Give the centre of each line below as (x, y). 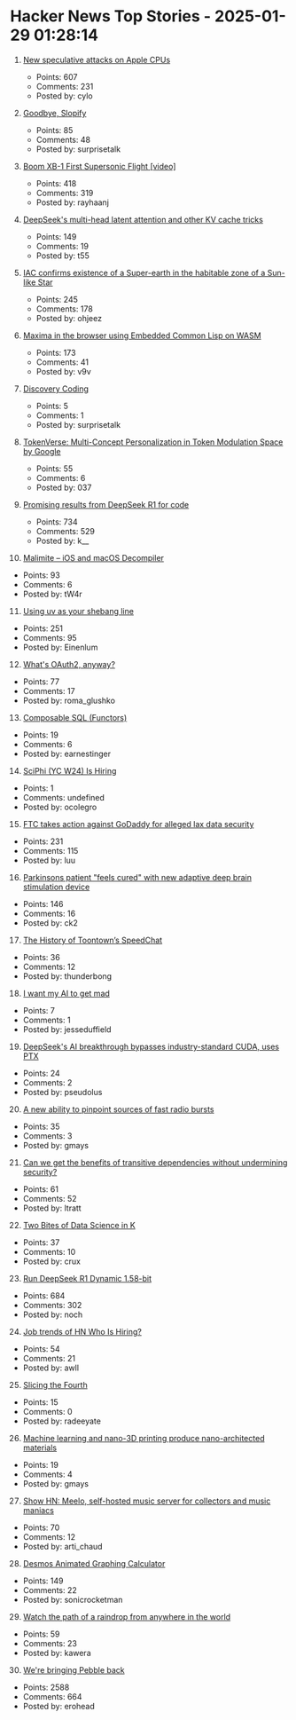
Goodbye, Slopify (55, 113)
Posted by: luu (49, 860)
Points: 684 (44, 1295)
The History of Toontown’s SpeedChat (93, 940)
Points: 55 (55, 469)
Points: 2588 (46, 1687)
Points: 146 (43, 903)
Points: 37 (41, 1242)
